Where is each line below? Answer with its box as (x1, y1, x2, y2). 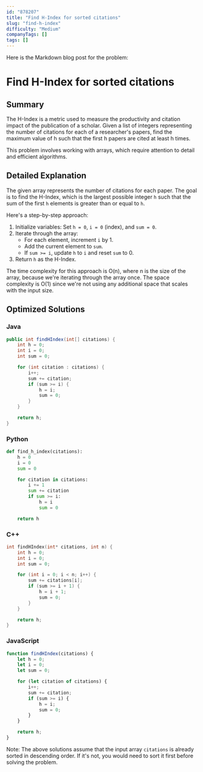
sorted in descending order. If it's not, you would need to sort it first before (6, 752, 193, 759)
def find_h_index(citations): (6, 449, 83, 455)
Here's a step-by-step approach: (6, 211, 89, 219)
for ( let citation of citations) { (17, 678, 108, 684)
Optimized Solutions (6, 305, 85, 315)
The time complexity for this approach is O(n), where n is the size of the (6, 267, 187, 274)
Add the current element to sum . (24, 243, 103, 250)
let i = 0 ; (17, 662, 45, 668)
